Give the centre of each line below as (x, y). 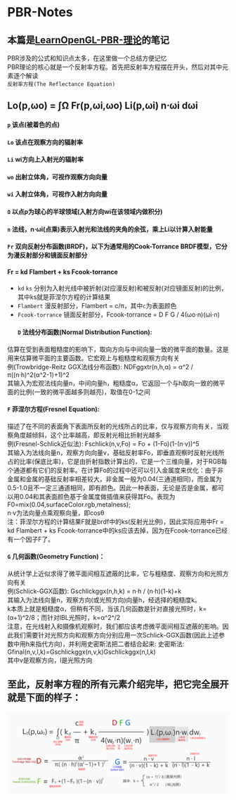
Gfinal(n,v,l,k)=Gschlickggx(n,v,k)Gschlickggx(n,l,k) (81, 652)
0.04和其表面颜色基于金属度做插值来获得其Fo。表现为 (97, 496)
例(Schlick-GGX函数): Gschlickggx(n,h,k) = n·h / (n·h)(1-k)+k (94, 591)
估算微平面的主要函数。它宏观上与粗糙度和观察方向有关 (99, 358)
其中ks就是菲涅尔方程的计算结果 (64, 297)
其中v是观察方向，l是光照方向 (50, 660)
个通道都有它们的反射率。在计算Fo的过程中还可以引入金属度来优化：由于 (112, 470)
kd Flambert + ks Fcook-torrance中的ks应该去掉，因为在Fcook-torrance (111, 530)
